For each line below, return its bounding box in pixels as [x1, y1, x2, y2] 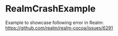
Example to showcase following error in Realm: [5, 19, 104, 25]
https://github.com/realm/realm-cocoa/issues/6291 [5, 24, 113, 30]
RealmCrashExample [5, 3, 96, 14]
